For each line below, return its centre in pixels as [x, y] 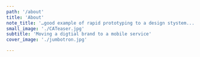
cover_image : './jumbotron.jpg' [47, 40]
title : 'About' [25, 17]
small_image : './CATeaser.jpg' [45, 28]
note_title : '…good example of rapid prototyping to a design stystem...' [102, 23]
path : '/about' [25, 12]
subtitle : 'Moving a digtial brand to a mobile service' [79, 34]
